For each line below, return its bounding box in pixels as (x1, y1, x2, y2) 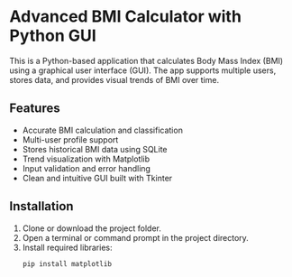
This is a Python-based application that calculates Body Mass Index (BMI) (9, 55, 284, 66)
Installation (9, 199, 74, 214)
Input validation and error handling (22, 162, 151, 173)
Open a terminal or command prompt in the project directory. (22, 232, 250, 243)
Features (9, 101, 60, 116)
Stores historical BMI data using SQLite (22, 143, 169, 154)
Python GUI (9, 25, 96, 46)
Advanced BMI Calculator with (9, 6, 242, 27)
